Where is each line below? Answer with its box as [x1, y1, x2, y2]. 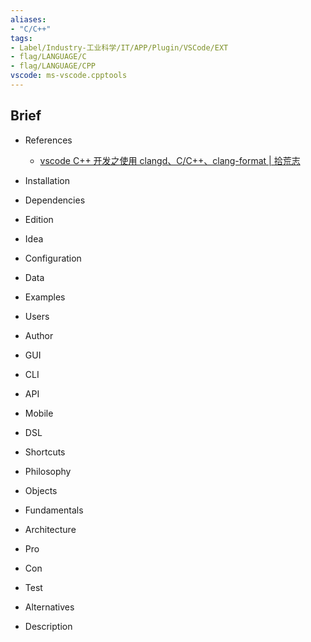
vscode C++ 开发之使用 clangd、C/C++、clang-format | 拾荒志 [39, 154, 301, 166]
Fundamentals [24, 504, 84, 516]
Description [24, 620, 73, 632]
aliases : [10, 14, 47, 25]
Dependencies [24, 194, 86, 206]
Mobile [24, 407, 54, 419]
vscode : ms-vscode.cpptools [10, 71, 128, 81]
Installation [24, 174, 71, 186]
